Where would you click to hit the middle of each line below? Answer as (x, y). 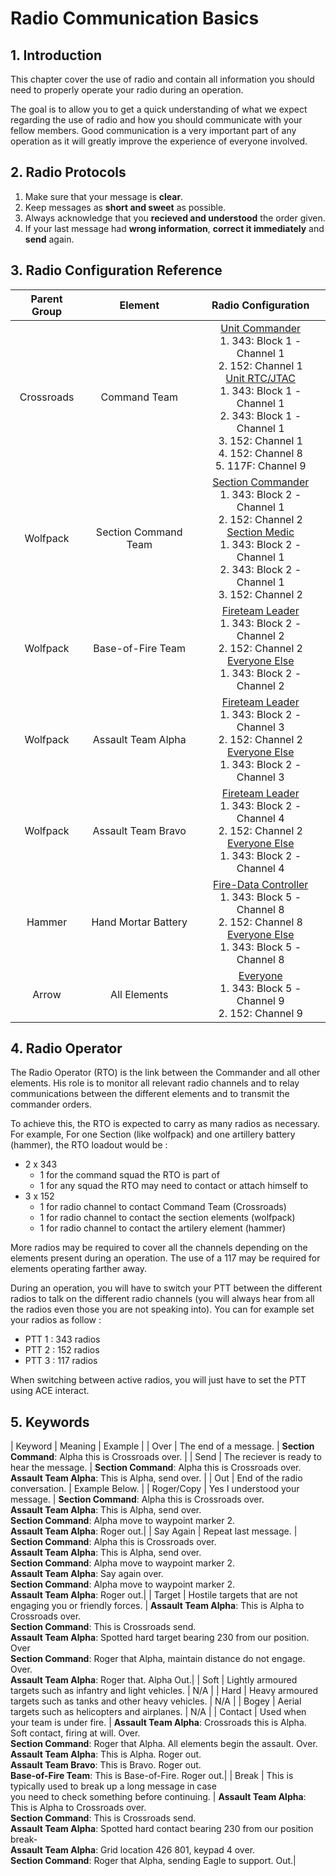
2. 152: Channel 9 (260, 1013)
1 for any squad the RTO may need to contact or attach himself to (174, 1186)
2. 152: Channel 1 (260, 365)
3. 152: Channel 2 (260, 594)
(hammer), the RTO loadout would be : (89, 1145)
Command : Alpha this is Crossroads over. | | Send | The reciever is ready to (166, 1457)
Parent (46, 299)
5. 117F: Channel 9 (260, 465)
